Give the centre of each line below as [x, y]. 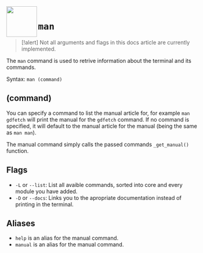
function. [18, 151]
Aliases [21, 223]
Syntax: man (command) [34, 79]
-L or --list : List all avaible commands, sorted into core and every [99, 185]
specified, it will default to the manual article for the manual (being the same [102, 126]
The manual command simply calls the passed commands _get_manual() [98, 144]
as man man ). [21, 132]
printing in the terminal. [45, 204]
